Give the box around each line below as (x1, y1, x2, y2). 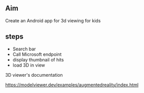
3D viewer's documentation (5, 72, 63, 78)
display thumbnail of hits (12, 56, 64, 63)
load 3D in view (12, 62, 46, 68)
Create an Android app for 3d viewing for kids (5, 17, 101, 23)
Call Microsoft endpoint (12, 51, 62, 57)
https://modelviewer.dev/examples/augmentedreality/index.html (5, 81, 138, 88)
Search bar (12, 46, 37, 52)
